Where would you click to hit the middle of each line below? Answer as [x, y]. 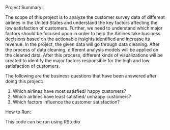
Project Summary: [24, 7]
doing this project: [24, 81]
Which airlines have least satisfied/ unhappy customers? [72, 97]
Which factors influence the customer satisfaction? [66, 102]
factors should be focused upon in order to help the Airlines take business [83, 33]
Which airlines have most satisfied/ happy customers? [69, 91]
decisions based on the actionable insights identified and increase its [78, 39]
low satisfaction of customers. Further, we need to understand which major [84, 28]
